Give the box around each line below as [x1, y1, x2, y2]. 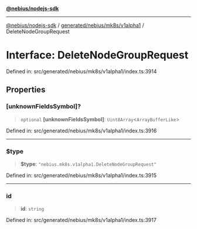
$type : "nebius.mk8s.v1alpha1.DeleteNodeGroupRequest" [20, 160, 157, 168]
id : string [20, 205, 45, 213]
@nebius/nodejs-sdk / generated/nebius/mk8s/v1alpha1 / [6, 22, 145, 29]
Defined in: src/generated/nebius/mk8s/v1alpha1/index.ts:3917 [6, 217, 157, 224]
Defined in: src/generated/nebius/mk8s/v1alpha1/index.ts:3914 [6, 67, 157, 75]
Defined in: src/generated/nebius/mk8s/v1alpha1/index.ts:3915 [6, 172, 157, 179]
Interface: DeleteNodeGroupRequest [6, 49, 189, 62]
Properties [6, 85, 46, 95]
